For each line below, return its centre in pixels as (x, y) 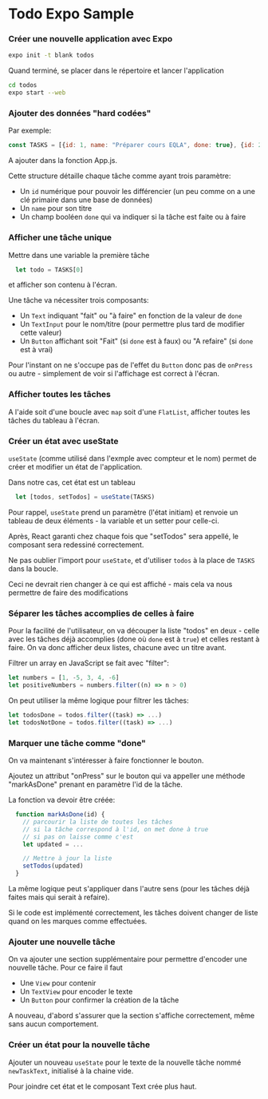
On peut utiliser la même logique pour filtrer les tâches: (99, 700)
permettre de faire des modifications (69, 593)
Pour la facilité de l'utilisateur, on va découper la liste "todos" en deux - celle (134, 631)
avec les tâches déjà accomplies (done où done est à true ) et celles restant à (134, 639)
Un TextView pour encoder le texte (76, 992)
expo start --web (37, 93)
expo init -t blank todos (51, 56)
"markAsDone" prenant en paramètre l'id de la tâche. (96, 784)
